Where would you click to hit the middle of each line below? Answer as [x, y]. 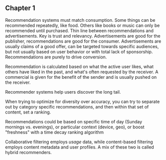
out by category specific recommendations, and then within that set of [77, 107]
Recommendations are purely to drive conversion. [56, 57]
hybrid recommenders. [28, 152]
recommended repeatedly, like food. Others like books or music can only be [83, 25]
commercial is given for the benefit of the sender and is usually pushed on [81, 77]
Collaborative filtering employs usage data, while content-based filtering [79, 142]
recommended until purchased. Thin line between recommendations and [79, 30]
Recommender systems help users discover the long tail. [63, 92]
